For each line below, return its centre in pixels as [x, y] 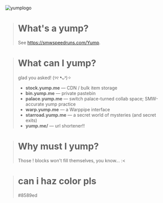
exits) [31, 120]
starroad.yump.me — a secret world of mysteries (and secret [91, 115]
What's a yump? [53, 29]
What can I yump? [57, 63]
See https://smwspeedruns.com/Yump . [59, 42]
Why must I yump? [58, 147]
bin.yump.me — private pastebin [61, 93]
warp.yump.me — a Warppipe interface [68, 109]
